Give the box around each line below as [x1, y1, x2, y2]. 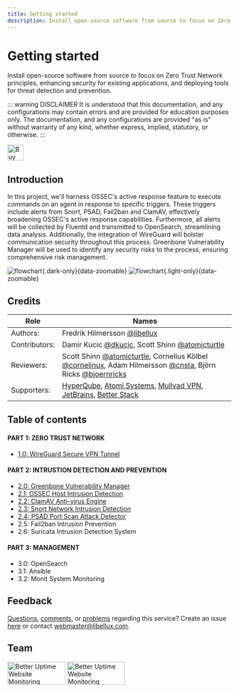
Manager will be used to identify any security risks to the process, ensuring [7, 245, 228, 254]
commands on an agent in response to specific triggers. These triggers [7, 200, 216, 209]
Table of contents [7, 414, 87, 426]
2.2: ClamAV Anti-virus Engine [17, 497, 107, 505]
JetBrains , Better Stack [61, 390, 139, 400]
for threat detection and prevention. [7, 86, 112, 95]
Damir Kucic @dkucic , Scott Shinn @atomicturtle [61, 340, 225, 350]
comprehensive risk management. [7, 253, 107, 262]
